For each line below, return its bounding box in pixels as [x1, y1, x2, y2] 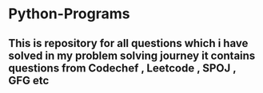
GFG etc [8, 73, 50, 87]
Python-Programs [8, 5, 130, 23]
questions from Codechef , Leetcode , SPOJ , [8, 61, 237, 75]
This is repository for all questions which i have [8, 37, 249, 50]
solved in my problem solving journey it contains [8, 48, 256, 62]
